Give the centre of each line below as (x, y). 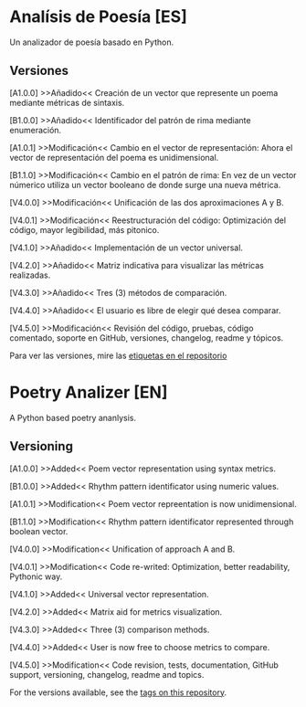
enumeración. (36, 130)
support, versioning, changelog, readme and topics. (107, 674)
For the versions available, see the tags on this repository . (118, 692)
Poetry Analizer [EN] (89, 392)
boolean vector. (39, 531)
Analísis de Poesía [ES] (98, 17)
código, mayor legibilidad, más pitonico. (84, 229)
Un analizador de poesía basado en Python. (92, 42)
